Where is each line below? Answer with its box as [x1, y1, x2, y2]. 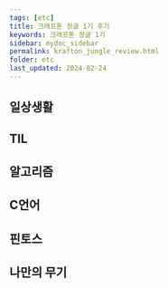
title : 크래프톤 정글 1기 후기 [9, 22, 110, 31]
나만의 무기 [9, 264, 68, 281]
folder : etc [9, 55, 54, 64]
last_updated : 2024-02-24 [9, 64, 107, 73]
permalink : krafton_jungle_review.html [9, 47, 160, 56]
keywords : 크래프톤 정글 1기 [9, 30, 106, 39]
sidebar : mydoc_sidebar [9, 38, 99, 48]
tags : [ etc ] [9, 13, 54, 23]
